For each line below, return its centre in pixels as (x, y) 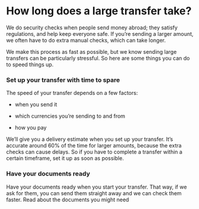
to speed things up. (30, 64)
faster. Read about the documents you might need (68, 199)
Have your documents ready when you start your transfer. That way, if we (97, 187)
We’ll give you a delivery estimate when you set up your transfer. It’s (90, 139)
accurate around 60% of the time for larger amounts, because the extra (94, 146)
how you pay (31, 128)
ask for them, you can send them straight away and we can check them (94, 193)
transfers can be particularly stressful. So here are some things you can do (98, 58)
